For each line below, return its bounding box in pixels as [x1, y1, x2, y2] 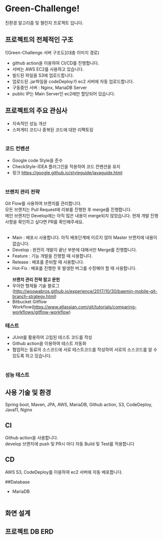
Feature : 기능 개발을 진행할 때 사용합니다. [12, 253, 93, 259]
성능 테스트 [5, 371, 30, 378]
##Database [5, 479, 30, 484]
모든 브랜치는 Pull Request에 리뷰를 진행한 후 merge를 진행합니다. [5, 207, 132, 213]
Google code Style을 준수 [12, 157, 63, 163]
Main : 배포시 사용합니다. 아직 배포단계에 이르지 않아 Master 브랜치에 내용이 [12, 234, 158, 241]
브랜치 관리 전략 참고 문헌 [12, 277, 60, 283]
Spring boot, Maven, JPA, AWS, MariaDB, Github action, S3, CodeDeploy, [5, 401, 153, 408]
